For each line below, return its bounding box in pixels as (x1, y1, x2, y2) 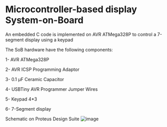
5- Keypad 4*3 (5, 96, 37, 102)
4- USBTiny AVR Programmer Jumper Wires (5, 86, 98, 92)
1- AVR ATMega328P (5, 56, 50, 62)
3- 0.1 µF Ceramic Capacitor (5, 76, 64, 82)
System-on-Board (5, 14, 84, 26)
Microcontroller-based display (5, 4, 137, 15)
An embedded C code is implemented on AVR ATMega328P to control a (5, 31, 157, 37)
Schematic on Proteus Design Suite (5, 116, 80, 122)
